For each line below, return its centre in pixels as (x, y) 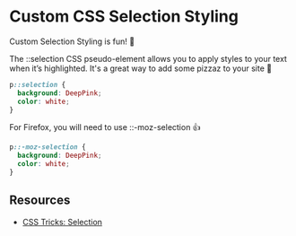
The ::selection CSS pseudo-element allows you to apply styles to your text (148, 58)
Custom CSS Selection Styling (124, 17)
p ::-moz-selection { (48, 147)
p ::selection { (38, 84)
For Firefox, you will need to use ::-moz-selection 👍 (105, 127)
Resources (40, 201)
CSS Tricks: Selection (62, 222)
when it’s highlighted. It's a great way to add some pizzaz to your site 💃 (140, 68)
